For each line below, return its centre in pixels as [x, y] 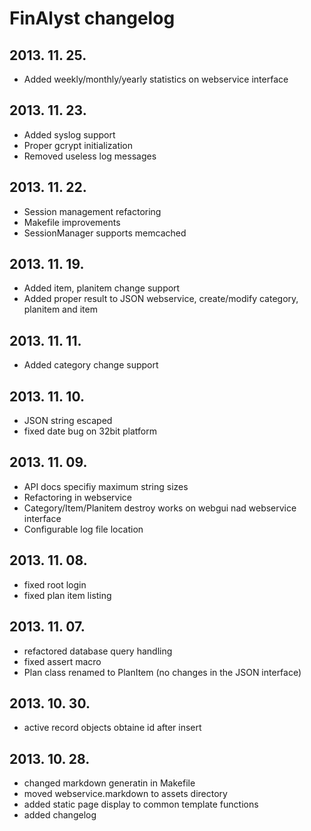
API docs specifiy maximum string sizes [106, 486]
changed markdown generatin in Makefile [109, 783]
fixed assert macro [62, 661]
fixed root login [55, 584]
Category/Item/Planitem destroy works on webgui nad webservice [160, 508]
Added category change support [91, 365]
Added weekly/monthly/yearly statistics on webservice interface [156, 79]
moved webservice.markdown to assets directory [125, 794]
